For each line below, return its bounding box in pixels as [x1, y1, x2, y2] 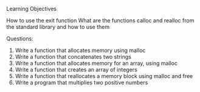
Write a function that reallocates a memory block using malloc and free [15, 73, 193, 79]
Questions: [6, 35, 33, 42]
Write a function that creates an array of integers [15, 66, 138, 73]
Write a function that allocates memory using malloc [15, 47, 146, 54]
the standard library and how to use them [6, 24, 110, 30]
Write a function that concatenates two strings [15, 53, 132, 60]
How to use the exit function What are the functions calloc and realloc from [6, 17, 195, 24]
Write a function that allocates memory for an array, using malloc [15, 60, 178, 67]
